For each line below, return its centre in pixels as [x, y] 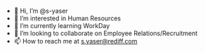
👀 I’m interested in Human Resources [67, 18]
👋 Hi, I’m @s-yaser [41, 11]
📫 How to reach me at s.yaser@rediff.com [75, 41]
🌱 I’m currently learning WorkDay [62, 26]
